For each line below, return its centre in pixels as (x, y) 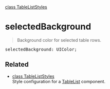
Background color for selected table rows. (59, 40)
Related (17, 64)
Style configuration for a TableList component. (59, 81)
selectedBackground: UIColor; (41, 49)
